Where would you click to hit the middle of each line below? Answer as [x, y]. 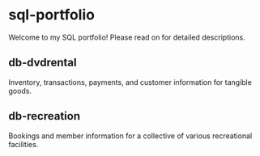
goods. [20, 91]
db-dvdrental [43, 63]
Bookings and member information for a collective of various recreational [130, 136]
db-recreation [45, 116]
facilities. [23, 144]
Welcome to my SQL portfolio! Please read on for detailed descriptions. [127, 37]
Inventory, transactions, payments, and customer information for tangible [130, 82]
